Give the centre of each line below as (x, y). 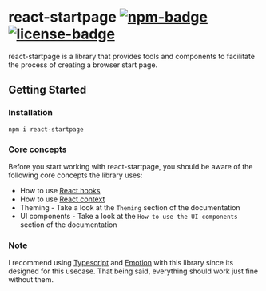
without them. (31, 280)
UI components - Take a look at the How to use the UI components (129, 216)
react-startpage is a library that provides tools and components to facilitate (132, 56)
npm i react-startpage (46, 129)
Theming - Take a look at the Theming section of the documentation (130, 207)
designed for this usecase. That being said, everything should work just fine (133, 271)
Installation (31, 113)
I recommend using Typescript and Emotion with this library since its (121, 263)
